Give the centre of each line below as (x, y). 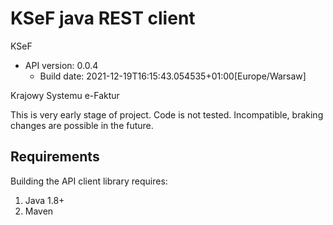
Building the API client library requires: (89, 181)
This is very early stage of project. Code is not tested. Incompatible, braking (167, 114)
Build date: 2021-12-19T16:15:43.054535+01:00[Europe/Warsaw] (173, 76)
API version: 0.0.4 (61, 65)
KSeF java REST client (103, 18)
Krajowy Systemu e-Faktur (65, 95)
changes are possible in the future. (82, 125)
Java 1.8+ (44, 200)
